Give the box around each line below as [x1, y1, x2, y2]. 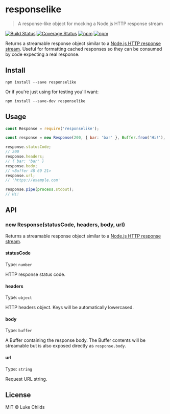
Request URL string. [5, 376, 47, 382]
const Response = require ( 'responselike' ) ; [5, 126, 100, 131]
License [5, 390, 31, 399]
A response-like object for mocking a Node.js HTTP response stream [17, 20, 163, 27]
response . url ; [5, 173, 36, 178]
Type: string [5, 366, 32, 372]
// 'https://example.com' [5, 178, 60, 183]
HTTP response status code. [5, 271, 65, 277]
